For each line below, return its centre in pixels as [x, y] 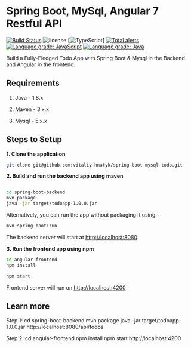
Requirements [33, 83]
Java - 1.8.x [29, 97]
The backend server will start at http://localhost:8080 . [73, 237]
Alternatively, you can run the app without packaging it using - [83, 215]
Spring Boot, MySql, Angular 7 [83, 11]
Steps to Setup [34, 139]
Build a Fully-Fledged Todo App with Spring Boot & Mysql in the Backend [95, 58]
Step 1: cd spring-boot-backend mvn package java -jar [73, 321]
